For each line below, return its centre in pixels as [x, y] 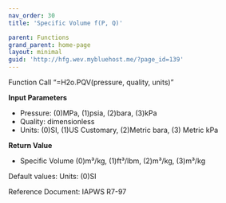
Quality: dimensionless [57, 121]
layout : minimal [35, 53]
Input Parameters [38, 98]
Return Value [30, 145]
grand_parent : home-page [50, 45]
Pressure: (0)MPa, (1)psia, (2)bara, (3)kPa [88, 113]
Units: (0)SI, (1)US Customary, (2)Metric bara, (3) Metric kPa [119, 130]
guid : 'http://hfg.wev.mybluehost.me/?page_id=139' [96, 60]
